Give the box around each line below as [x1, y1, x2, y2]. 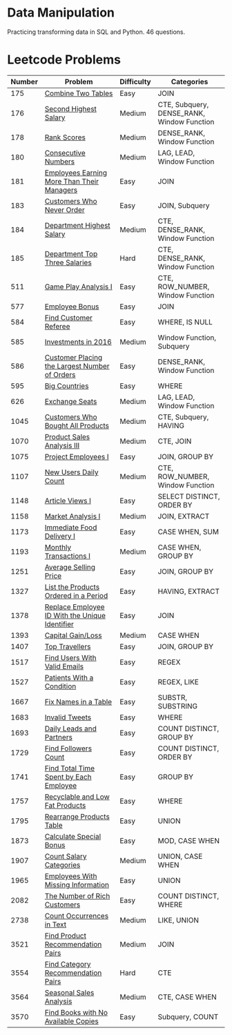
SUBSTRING [157, 701, 198, 710]
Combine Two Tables [44, 88, 113, 98]
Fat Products [44, 800, 86, 810]
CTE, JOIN [157, 436, 192, 446]
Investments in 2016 [44, 337, 112, 347]
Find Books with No [44, 1007, 108, 1017]
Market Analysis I [44, 511, 101, 521]
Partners [44, 732, 72, 742]
